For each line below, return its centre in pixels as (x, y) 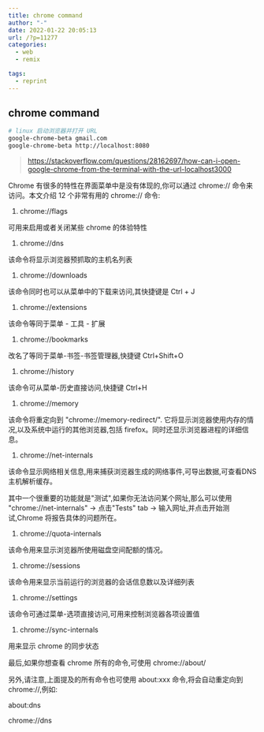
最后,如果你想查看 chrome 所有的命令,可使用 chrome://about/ (107, 663)
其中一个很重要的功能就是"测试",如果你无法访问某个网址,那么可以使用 (120, 499)
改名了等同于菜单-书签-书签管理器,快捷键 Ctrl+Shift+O (96, 356)
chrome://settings (48, 598)
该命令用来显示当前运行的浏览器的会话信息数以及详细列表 (101, 582)
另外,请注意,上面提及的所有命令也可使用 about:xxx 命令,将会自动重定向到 (126, 680)
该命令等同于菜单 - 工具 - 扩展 (57, 323)
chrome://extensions (53, 308)
